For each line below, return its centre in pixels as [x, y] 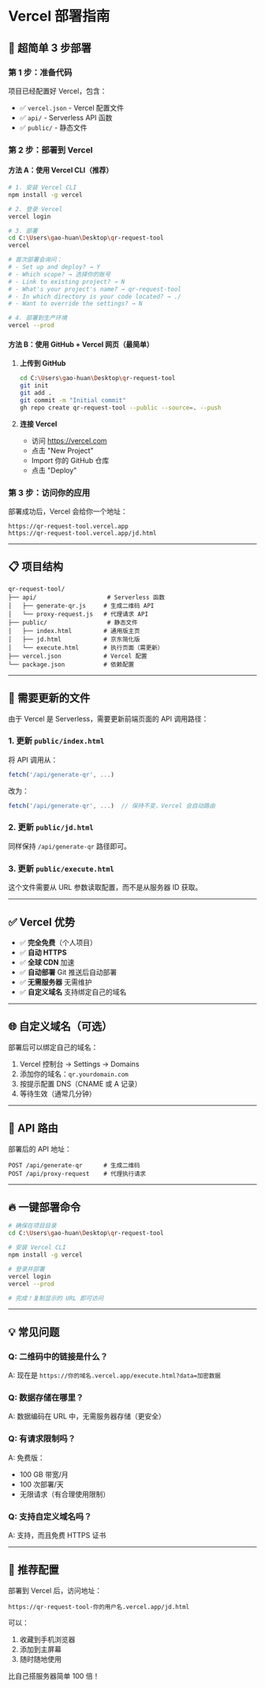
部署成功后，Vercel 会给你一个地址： [68, 511]
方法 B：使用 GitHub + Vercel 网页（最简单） [81, 344]
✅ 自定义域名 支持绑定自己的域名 [73, 992]
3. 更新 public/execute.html [61, 868]
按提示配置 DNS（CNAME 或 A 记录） [80, 1083]
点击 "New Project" [62, 450]
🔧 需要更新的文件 [49, 698]
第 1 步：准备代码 [40, 72]
